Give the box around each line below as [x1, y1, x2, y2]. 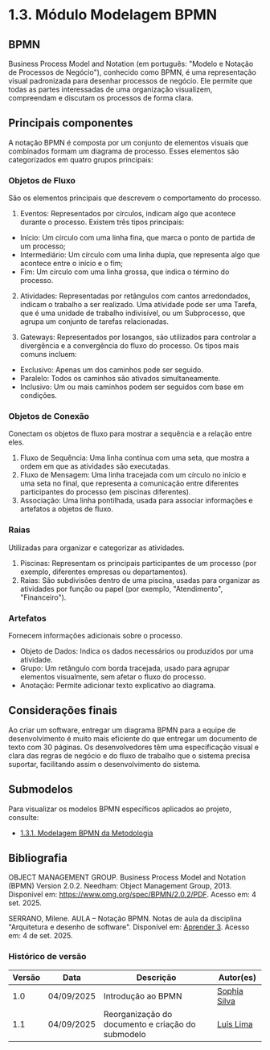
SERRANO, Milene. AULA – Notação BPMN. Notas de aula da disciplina [8, 914, 243, 924]
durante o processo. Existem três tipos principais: [19, 217, 185, 227]
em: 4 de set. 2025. [8, 931, 74, 941]
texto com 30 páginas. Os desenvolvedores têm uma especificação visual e [8, 742, 260, 752]
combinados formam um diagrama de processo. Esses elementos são [8, 146, 239, 156]
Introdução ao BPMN [103, 991, 182, 1002]
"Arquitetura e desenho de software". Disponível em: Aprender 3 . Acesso [8, 922, 250, 932]
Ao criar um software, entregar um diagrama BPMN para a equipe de [8, 725, 236, 735]
